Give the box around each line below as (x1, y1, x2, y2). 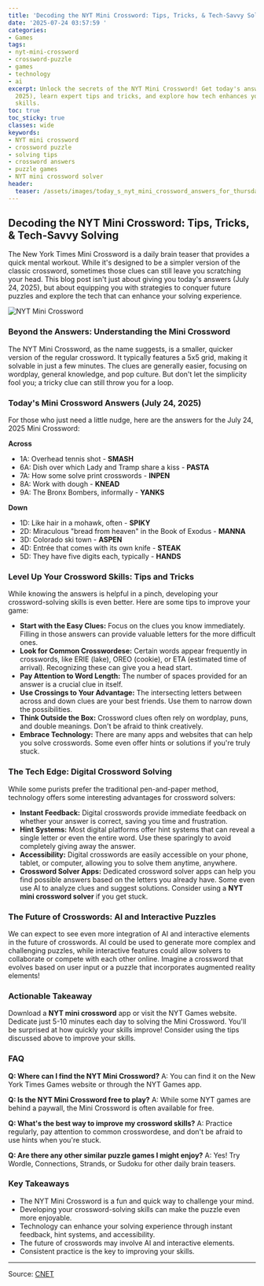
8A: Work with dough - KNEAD (19, 480, 120, 489)
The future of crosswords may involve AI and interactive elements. (19, 1238, 235, 1247)
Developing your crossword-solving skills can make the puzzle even (19, 1204, 240, 1214)
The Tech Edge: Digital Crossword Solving (8, 766, 173, 777)
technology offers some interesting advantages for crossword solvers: (8, 792, 236, 802)
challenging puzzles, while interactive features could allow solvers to (8, 946, 231, 955)
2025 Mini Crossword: (8, 424, 80, 433)
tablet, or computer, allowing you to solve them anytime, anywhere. (19, 858, 237, 867)
